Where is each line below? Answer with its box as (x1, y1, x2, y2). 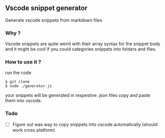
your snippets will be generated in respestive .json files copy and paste (5, 92, 150, 98)
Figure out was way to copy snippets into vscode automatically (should (12, 121, 158, 127)
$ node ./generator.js (5, 84, 52, 89)
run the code (5, 69, 31, 76)
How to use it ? (5, 59, 41, 66)
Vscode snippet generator (5, 4, 88, 12)
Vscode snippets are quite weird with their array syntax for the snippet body (5, 41, 161, 47)
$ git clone (5, 79, 30, 84)
